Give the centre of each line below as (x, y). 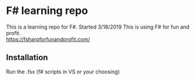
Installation (27, 57)
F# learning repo (47, 11)
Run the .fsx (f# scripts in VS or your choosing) (63, 72)
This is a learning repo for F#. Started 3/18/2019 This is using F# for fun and (98, 27)
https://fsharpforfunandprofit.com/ (48, 39)
